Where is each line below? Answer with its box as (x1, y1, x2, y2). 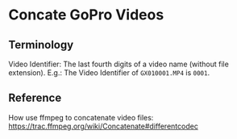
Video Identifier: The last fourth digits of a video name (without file (8, 59, 230, 69)
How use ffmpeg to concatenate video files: (8, 112, 154, 122)
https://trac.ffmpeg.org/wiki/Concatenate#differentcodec (8, 121, 199, 131)
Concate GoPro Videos (8, 6, 164, 24)
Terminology (8, 38, 74, 52)
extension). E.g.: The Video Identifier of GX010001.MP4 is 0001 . (8, 68, 210, 78)
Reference (8, 91, 62, 105)
